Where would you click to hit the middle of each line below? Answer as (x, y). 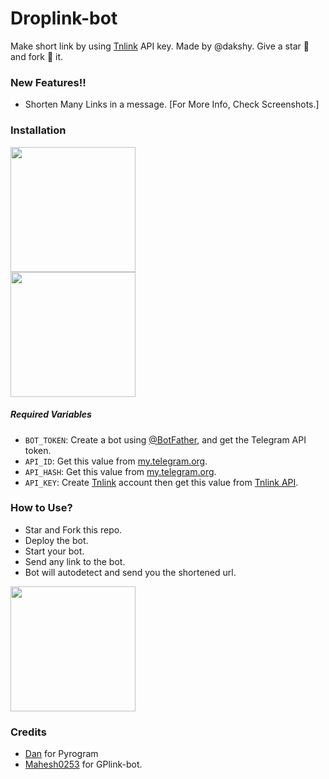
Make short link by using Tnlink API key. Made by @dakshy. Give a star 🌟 (160, 46)
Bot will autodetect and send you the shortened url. (130, 572)
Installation (38, 130)
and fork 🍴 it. (37, 56)
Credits (28, 732)
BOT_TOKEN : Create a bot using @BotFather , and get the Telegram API (165, 439)
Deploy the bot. (56, 540)
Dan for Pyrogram (61, 754)
